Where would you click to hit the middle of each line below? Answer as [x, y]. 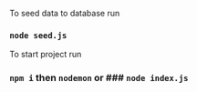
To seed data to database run [65, 13]
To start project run [46, 55]
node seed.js [38, 35]
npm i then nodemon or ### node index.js [99, 78]
